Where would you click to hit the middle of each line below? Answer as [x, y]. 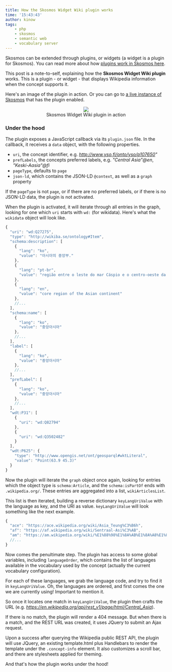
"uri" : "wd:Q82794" [39, 422]
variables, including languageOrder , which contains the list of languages [81, 560]
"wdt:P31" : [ [24, 413]
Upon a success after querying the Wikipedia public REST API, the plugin [82, 638]
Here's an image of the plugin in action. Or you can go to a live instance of [84, 94]
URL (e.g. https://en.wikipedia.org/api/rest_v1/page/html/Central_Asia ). [80, 607]
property [22, 182]
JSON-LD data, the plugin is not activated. [50, 197]
